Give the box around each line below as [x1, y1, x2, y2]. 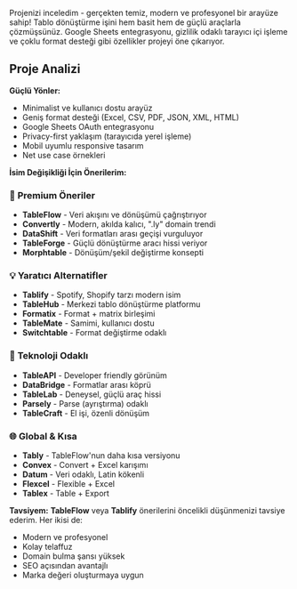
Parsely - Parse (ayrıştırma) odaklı [21, 398, 148, 408]
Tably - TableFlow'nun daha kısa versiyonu [21, 450, 181, 461]
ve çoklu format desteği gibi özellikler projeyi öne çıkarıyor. [9, 36, 225, 46]
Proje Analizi [9, 61, 81, 77]
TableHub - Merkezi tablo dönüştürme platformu [21, 299, 201, 310]
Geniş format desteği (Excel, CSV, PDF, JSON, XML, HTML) [21, 111, 240, 123]
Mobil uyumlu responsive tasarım [21, 140, 144, 150]
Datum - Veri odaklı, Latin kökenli [21, 469, 145, 480]
